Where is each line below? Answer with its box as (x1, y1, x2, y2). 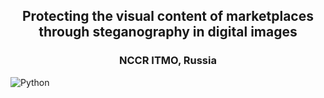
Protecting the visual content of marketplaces (22, 8, 314, 25)
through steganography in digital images (38, 24, 298, 41)
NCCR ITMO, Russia (119, 54, 217, 68)
